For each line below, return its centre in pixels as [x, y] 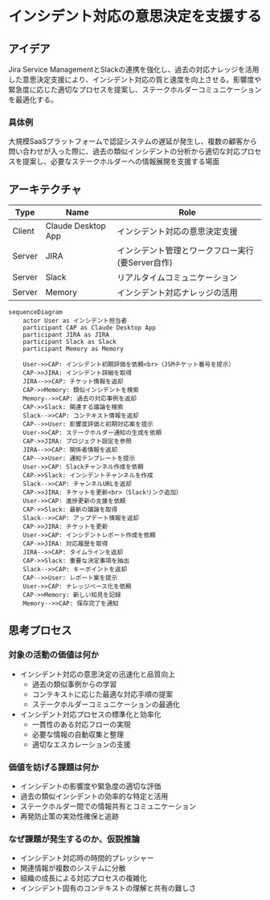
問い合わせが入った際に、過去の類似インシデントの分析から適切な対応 [125, 151]
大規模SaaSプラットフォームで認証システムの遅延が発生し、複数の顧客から [133, 141]
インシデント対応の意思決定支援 [178, 231]
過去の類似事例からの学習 [74, 684]
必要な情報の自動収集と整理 [78, 734]
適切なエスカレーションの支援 [81, 744]
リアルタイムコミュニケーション [177, 278]
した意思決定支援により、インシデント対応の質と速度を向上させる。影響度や [135, 80]
